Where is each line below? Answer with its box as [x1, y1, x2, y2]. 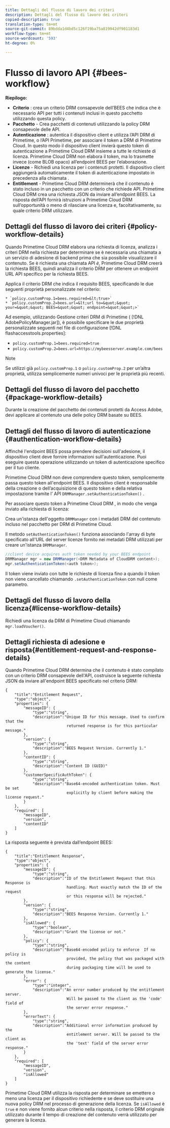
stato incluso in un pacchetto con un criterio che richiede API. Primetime [12, 185, 164, 192]
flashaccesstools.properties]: [5, 330, 66, 336]
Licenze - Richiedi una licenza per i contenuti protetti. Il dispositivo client [12, 164, 165, 170]
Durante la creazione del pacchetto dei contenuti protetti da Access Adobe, [5, 407, 163, 413]
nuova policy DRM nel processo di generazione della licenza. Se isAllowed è [5, 1101, 165, 1107]
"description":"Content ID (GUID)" [32, 764, 108, 769]
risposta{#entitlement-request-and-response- [5, 646, 157, 654]
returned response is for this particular [66, 723, 158, 729]
